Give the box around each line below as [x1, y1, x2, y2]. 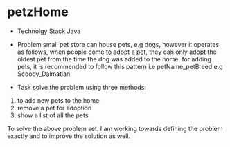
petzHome [7, 4, 69, 20]
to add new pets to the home [17, 96, 100, 104]
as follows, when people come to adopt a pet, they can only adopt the [17, 48, 217, 56]
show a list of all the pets [17, 111, 89, 119]
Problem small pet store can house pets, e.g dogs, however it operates [17, 40, 220, 48]
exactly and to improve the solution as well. [7, 132, 131, 140]
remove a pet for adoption [17, 104, 92, 112]
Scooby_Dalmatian [17, 70, 71, 78]
